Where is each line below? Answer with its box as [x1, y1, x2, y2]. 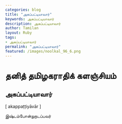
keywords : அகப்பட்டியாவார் [5, 16, 55, 21]
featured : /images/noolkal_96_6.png [5, 49, 81, 54]
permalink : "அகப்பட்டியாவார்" [5, 44, 61, 49]
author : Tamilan [5, 26, 39, 31]
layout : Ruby [5, 30, 32, 35]
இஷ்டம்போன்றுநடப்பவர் [5, 113, 51, 119]
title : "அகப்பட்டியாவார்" [5, 12, 52, 17]
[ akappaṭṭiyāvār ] [5, 103, 41, 109]
